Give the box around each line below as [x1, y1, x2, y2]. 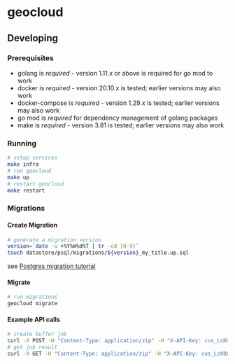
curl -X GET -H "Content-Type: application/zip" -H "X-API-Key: [7, 350, 199, 357]
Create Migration [7, 220, 58, 229]
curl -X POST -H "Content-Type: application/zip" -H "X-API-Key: [7, 337, 201, 344]
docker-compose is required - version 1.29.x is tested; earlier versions [17, 99, 220, 107]
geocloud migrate [7, 300, 58, 307]
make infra [7, 161, 39, 168]
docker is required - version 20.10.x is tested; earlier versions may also [17, 83, 222, 92]
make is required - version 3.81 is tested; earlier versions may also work [17, 120, 225, 129]
